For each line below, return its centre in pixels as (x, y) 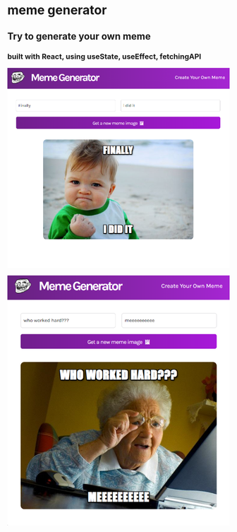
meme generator (57, 10)
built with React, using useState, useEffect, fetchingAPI (104, 57)
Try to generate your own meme (79, 36)
